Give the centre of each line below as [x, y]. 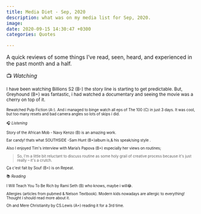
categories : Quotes [31, 35]
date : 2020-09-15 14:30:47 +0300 [49, 29]
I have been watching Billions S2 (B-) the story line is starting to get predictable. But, [94, 89]
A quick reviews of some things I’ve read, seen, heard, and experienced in [99, 57]
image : [15, 23]
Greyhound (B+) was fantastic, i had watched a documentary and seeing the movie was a [100, 95]
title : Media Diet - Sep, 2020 [46, 12]
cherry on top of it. [26, 100]
